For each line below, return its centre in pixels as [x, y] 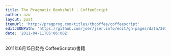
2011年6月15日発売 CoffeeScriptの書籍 [45, 48]
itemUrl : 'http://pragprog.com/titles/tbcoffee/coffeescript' [73, 24]
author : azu [18, 15]
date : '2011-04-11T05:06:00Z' [37, 33]
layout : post [19, 19]
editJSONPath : [20, 29]
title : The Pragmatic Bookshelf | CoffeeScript [57, 10]
